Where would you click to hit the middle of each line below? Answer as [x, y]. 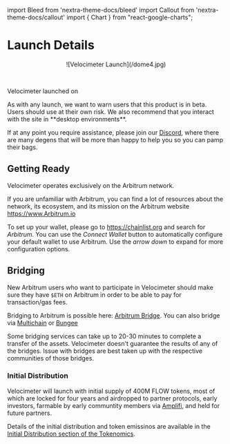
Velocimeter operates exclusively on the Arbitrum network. [91, 185]
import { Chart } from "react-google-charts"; [130, 17]
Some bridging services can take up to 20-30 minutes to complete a [104, 336]
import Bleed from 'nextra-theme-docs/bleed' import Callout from [101, 10]
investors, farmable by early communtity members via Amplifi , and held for [114, 405]
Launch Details [51, 45]
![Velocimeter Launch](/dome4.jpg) [116, 64]
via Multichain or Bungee [42, 322]
